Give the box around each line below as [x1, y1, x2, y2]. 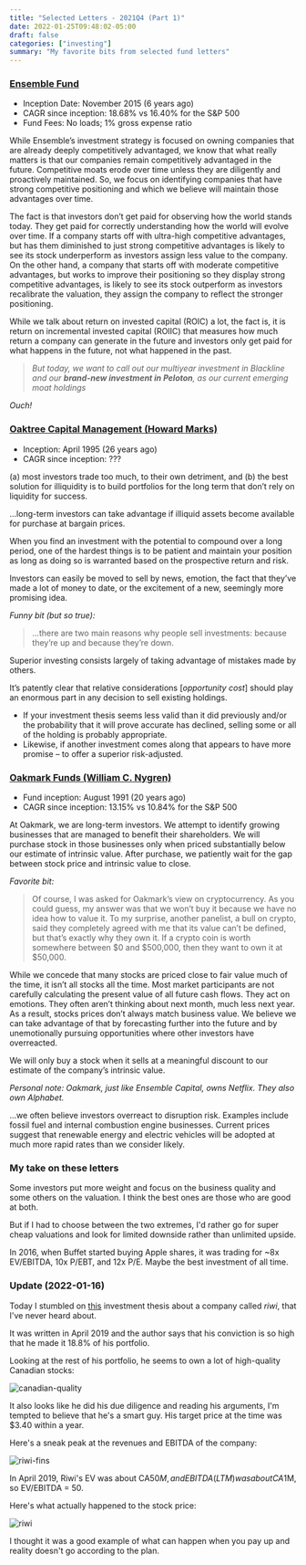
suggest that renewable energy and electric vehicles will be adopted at [9, 1129, 276, 1140]
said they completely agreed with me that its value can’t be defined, [31, 923, 287, 934]
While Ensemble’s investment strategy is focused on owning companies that [9, 135, 295, 146]
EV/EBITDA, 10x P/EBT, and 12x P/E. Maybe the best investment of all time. [9, 1256, 289, 1267]
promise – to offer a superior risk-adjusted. [22, 748, 184, 759]
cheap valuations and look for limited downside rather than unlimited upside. [9, 1229, 297, 1240]
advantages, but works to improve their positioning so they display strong [9, 269, 285, 280]
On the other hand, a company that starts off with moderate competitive [9, 259, 280, 270]
